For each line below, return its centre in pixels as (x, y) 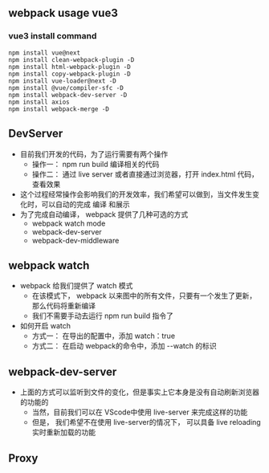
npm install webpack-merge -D (59, 109)
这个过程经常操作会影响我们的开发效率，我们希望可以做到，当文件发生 (136, 194)
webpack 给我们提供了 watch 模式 (76, 286)
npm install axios (39, 102)
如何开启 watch (45, 326)
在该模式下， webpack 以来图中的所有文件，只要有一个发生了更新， (144, 296)
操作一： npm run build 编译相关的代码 (96, 164)
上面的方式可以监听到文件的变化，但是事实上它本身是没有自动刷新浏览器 (139, 392)
